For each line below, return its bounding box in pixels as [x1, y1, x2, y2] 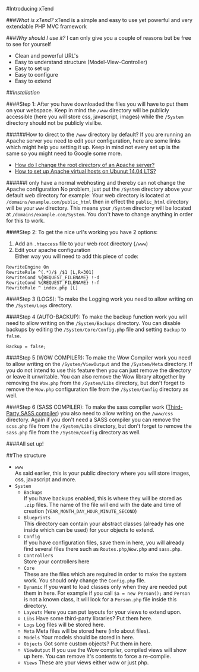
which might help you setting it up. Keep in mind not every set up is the [6, 144, 180, 150]
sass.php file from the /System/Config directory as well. [6, 429, 141, 436]
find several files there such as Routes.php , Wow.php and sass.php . [23, 545, 182, 552]
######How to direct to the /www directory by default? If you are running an [6, 131, 191, 138]
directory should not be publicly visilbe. [6, 119, 103, 127]
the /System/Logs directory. [6, 302, 72, 308]
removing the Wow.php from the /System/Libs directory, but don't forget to [6, 380, 185, 386]
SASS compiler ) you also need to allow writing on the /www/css [20, 410, 173, 417]
